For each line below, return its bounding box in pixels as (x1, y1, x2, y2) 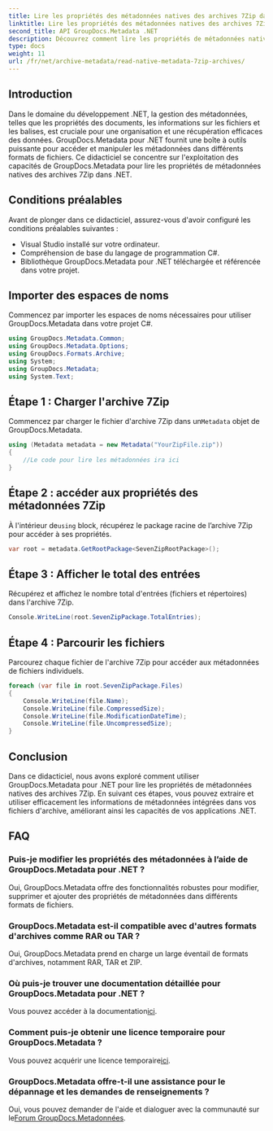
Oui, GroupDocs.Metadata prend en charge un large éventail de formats (8, 949, 249, 959)
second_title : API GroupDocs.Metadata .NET (8, 27, 158, 35)
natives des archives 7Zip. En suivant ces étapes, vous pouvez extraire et (8, 788, 254, 798)
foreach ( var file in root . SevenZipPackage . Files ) (8, 682, 184, 690)
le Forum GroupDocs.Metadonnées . (8, 1112, 126, 1123)
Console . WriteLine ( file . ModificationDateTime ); (23, 712, 187, 720)
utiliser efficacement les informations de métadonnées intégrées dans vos (8, 797, 257, 806)
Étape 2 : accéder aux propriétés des (8, 486, 199, 500)
